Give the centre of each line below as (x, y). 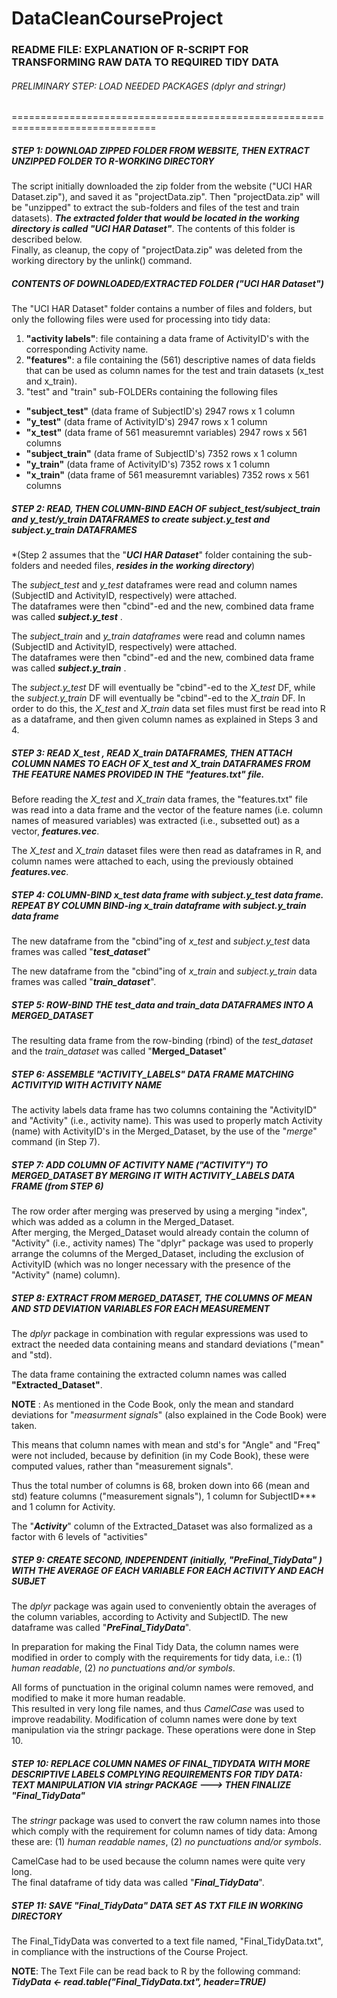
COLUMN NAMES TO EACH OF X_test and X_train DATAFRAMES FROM (161, 763)
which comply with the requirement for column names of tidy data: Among (164, 1831)
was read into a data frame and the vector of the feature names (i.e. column (167, 810)
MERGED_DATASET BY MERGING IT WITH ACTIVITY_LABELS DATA (153, 1175)
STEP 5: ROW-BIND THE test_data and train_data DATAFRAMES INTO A (162, 1004)
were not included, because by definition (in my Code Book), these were (160, 1456)
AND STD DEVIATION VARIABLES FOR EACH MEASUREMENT (141, 1308)
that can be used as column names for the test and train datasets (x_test (174, 371)
